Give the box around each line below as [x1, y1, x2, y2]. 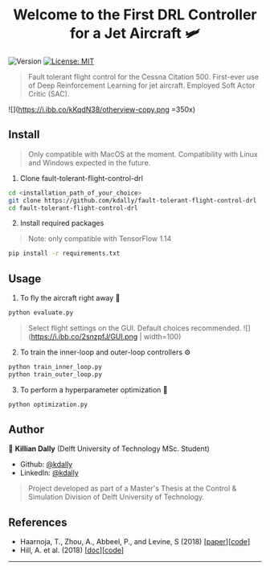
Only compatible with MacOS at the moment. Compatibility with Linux [27, 149, 259, 158]
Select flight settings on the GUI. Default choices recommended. [27, 323, 242, 333]
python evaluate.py [8, 309, 74, 317]
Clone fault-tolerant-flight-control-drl [19, 173, 143, 182]
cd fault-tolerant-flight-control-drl [8, 203, 138, 212]
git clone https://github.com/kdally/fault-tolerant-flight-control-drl [8, 196, 257, 204]
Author [8, 422, 44, 436]
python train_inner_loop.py [8, 363, 103, 371]
